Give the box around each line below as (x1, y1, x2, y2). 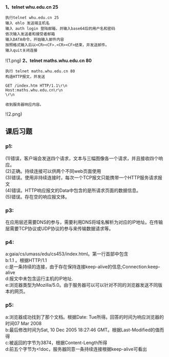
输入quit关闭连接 (5, 48, 37, 53)
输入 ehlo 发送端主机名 (5, 21, 50, 26)
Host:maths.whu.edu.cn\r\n (5, 88, 63, 93)
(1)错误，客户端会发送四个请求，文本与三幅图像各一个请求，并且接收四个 (5, 155, 159, 161)
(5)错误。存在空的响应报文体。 (5, 193, 70, 200)
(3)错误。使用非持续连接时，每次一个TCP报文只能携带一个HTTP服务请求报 (5, 174, 163, 181)
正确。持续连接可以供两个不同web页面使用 (11, 168, 101, 174)
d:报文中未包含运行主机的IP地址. (5, 275, 73, 282)
